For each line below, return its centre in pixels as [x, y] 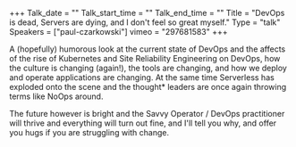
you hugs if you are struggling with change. [89, 132]
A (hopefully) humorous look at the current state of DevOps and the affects [148, 49]
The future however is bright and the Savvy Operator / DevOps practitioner [147, 114]
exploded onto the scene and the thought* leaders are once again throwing [148, 87]
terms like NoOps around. [56, 96]
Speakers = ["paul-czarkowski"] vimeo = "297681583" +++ [118, 32]
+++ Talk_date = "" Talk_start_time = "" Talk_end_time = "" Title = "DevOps [147, 13]
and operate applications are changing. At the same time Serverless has [142, 78]
